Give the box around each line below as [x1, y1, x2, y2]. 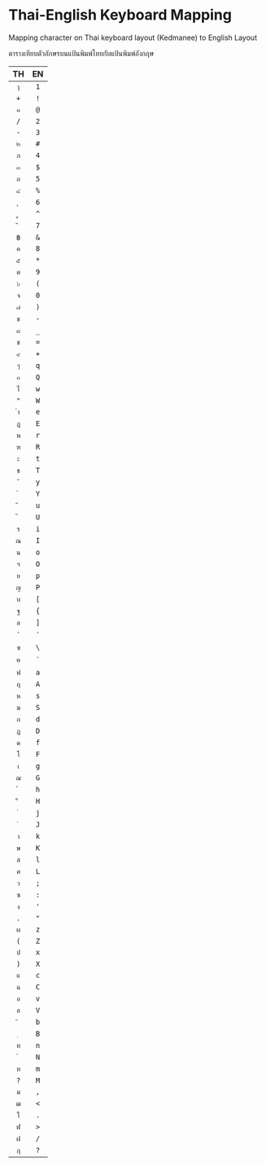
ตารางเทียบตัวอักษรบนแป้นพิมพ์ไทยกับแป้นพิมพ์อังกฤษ [8, 48, 155, 58]
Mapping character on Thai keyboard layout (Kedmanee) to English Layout [8, 33, 258, 42]
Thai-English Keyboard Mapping [8, 6, 232, 24]
